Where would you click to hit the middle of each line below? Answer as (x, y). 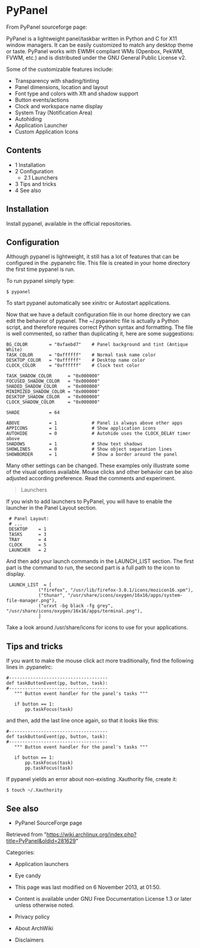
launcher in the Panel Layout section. (52, 508)
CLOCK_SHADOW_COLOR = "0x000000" (53, 402)
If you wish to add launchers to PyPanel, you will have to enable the (89, 502)
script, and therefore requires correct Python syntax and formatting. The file (100, 327)
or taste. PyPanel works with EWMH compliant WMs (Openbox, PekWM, (95, 51)
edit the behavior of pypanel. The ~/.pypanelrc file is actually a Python (93, 321)
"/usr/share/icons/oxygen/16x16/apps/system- (125, 596)
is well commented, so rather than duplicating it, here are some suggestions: (100, 334)
